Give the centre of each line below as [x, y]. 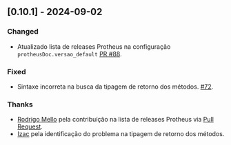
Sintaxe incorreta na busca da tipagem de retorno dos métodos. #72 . [115, 87]
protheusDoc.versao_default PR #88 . [69, 54]
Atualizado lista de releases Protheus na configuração [94, 46]
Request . [30, 126]
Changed [23, 32]
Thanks [20, 104]
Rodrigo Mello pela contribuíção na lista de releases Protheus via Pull [115, 120]
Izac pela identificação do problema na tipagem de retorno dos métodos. [121, 134]
